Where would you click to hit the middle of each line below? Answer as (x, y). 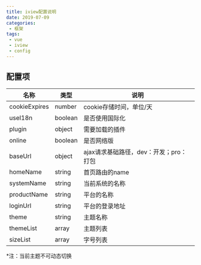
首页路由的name (106, 172)
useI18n (21, 118)
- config (20, 51)
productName (29, 194)
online (18, 140)
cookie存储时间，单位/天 (118, 107)
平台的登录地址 (104, 206)
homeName (25, 172)
